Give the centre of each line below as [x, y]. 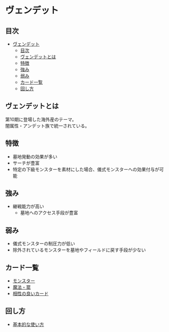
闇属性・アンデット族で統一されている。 [47, 126]
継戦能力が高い [28, 206]
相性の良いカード [30, 294]
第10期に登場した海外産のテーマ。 [41, 119]
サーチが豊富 [26, 163]
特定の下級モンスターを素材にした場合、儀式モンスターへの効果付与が [86, 169]
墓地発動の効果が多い [35, 156]
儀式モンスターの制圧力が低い [44, 244]
